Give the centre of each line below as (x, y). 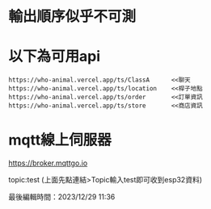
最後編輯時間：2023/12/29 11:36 (62, 197)
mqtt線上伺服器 (60, 140)
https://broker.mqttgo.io (48, 163)
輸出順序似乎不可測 (72, 17)
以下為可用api (55, 56)
